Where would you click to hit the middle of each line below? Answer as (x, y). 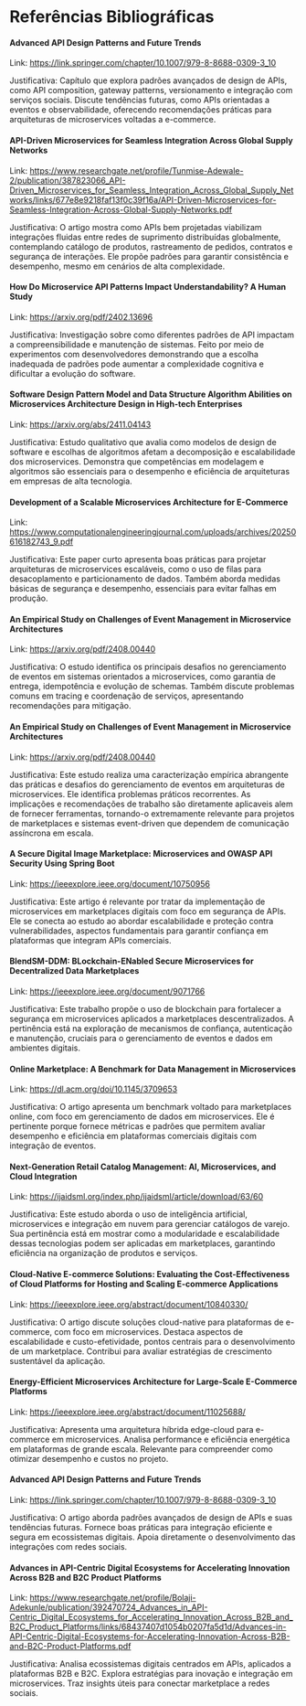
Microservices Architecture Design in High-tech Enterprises (126, 404)
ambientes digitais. (45, 1048)
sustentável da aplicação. (58, 1360)
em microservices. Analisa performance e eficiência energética (171, 1439)
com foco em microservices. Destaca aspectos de (149, 1331)
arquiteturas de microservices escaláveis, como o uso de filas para (136, 570)
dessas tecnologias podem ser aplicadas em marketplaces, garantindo (142, 1243)
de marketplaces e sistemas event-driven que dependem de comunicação (149, 823)
